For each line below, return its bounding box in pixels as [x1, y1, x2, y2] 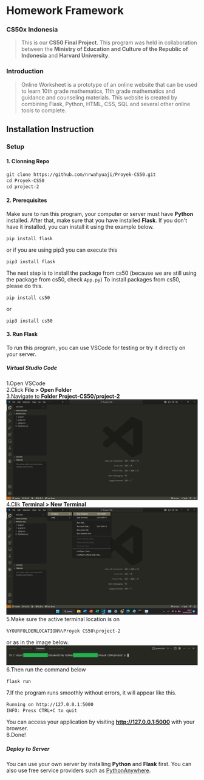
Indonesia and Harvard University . [21, 52, 110, 59]
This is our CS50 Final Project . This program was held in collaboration [21, 39, 197, 46]
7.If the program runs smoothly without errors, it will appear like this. [6, 689, 177, 696]
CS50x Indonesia [6, 25, 58, 34]
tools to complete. [21, 107, 67, 114]
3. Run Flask [6, 331, 38, 338]
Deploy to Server [6, 745, 50, 752]
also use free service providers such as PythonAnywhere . [6, 767, 151, 774]
